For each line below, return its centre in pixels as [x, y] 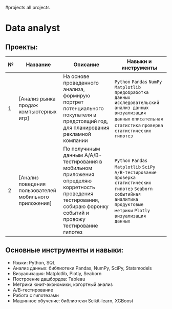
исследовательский [137, 103]
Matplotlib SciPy [135, 167]
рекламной [77, 134]
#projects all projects [28, 7]
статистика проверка [139, 125]
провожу [74, 219]
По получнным [82, 149]
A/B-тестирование [136, 172]
